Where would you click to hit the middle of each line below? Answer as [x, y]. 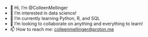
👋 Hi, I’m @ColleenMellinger [39, 8]
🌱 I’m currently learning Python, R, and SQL [55, 18]
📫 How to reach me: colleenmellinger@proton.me [62, 29]
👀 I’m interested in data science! [43, 13]
